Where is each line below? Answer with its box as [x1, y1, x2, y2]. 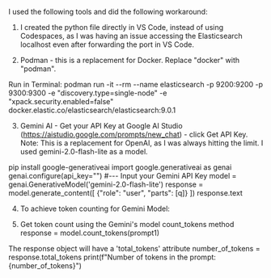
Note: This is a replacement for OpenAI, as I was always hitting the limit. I [19, 138, 264, 148]
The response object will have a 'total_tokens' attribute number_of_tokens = [8, 244, 260, 253]
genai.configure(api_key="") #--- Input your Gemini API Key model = [8, 171, 237, 180]
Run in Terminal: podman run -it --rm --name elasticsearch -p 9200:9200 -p [8, 80, 264, 89]
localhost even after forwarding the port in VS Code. [19, 40, 194, 49]
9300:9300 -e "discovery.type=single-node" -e [8, 88, 167, 98]
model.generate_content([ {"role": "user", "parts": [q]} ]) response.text [8, 188, 243, 197]
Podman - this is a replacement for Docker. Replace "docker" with [19, 56, 240, 65]
